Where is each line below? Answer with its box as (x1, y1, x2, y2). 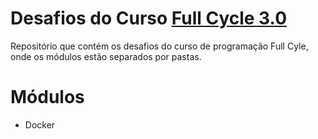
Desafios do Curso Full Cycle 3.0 (10, 7, 288, 30)
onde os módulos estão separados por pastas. (10, 50, 202, 62)
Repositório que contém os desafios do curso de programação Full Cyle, (10, 40, 309, 52)
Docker (24, 118, 56, 131)
